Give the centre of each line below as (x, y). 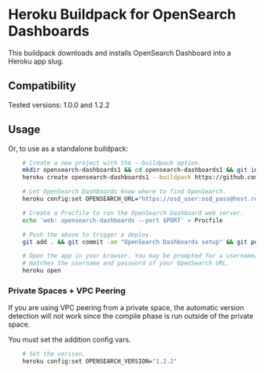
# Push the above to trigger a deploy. (88, 234)
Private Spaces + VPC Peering (67, 291)
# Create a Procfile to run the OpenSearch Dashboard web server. (133, 213)
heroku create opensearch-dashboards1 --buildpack (107, 177)
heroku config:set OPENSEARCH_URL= (81, 199)
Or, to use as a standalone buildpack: (68, 148)
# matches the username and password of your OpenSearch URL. (126, 263)
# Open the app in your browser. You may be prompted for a (123, 256)
